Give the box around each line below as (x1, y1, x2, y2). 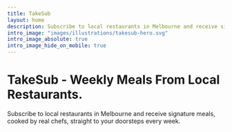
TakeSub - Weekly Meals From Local (7, 72, 220, 88)
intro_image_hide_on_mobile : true (7, 42, 107, 49)
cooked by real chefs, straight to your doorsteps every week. (7, 117, 181, 125)
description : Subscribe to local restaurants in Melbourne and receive (7, 23, 217, 30)
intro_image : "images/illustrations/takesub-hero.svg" (7, 29, 168, 37)
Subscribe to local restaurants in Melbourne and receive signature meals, (7, 109, 215, 117)
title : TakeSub (7, 10, 51, 17)
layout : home (7, 17, 45, 23)
